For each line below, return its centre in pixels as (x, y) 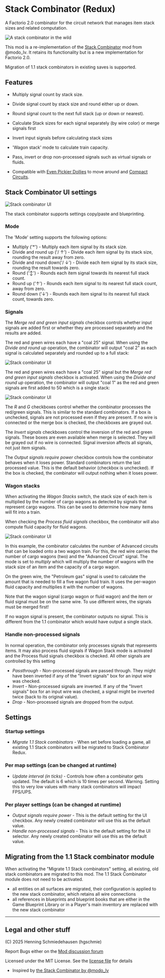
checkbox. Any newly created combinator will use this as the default (81, 820)
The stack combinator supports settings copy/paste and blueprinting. (75, 214)
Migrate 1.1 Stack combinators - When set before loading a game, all (81, 742)
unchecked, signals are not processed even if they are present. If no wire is (81, 418)
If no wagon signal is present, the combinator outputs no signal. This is (77, 617)
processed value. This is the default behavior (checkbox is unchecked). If (79, 468)
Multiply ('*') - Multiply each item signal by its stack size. (70, 247)
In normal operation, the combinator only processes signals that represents (81, 645)
